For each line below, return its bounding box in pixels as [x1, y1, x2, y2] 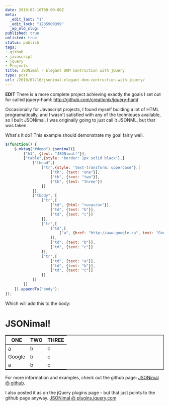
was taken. [5, 122, 28, 128]
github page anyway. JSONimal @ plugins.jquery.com [5, 395, 117, 401]
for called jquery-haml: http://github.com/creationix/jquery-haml [5, 96, 138, 103]
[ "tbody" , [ [32, 193, 57, 198]
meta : [5, 12, 17, 17]
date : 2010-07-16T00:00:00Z [5, 7, 64, 13]
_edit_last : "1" [10, 17, 44, 22]
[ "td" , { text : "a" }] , [50, 258, 96, 264]
